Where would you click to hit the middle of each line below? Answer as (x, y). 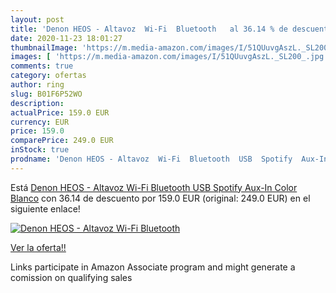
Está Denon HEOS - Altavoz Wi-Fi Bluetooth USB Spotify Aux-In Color (154, 187)
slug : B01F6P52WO (46, 94)
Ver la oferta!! (38, 247)
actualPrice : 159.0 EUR (60, 112)
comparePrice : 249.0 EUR (62, 141)
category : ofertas (48, 76)
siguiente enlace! (45, 208)
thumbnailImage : (44, 47)
